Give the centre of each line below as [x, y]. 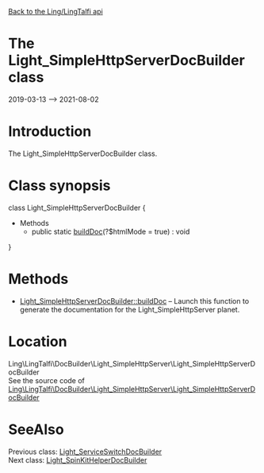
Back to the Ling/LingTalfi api [55, 12]
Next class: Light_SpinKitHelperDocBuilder [78, 459]
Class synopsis [59, 186]
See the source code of [47, 380]
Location [38, 341]
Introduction [50, 132]
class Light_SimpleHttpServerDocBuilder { [77, 207]
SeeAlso [36, 429]
